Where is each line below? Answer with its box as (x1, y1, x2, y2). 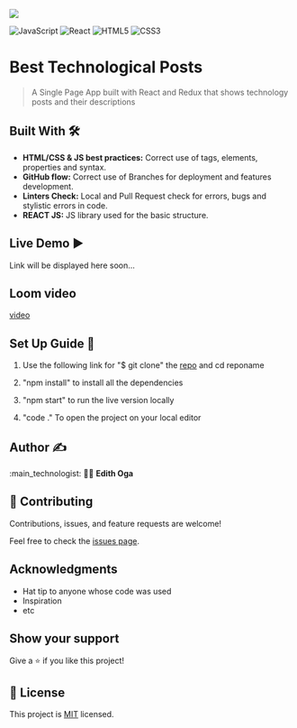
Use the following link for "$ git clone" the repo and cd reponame (22, 360, 265, 371)
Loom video (9, 285, 76, 301)
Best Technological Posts (9, 57, 203, 78)
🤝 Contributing (9, 494, 94, 510)
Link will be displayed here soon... (9, 260, 135, 271)
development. (22, 180, 74, 191)
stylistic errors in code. (22, 199, 108, 211)
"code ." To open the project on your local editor (22, 412, 202, 423)
